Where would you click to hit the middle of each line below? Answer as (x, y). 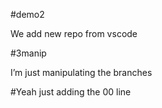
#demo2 (27, 14)
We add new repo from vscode (74, 33)
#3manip (28, 53)
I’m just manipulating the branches (81, 72)
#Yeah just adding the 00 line (71, 92)
